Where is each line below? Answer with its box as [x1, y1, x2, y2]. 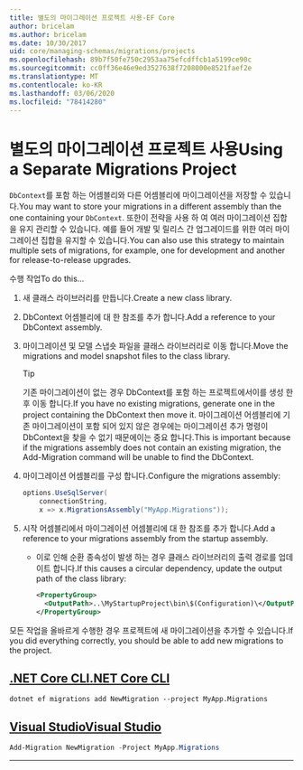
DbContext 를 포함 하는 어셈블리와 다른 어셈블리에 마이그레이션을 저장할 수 [9, 190, 268, 201]
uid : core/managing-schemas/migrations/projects [9, 47, 196, 56]
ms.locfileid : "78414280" [9, 97, 106, 107]
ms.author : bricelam [9, 30, 87, 39]
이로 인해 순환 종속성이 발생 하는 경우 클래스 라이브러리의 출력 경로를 [35, 551, 277, 562]
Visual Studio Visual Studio [9, 719, 162, 735]
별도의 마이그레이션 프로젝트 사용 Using [9, 139, 284, 159]
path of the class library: [35, 573, 127, 584]
